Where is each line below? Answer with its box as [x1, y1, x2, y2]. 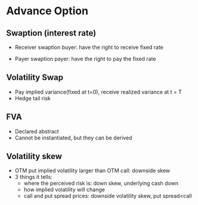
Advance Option [6, 4, 88, 18]
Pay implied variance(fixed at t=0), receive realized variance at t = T [14, 88, 182, 95]
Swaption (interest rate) [6, 28, 97, 38]
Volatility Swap [6, 73, 64, 83]
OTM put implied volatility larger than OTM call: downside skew [14, 167, 171, 174]
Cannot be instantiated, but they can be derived [14, 134, 132, 141]
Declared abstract [14, 128, 60, 135]
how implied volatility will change [23, 186, 106, 193]
